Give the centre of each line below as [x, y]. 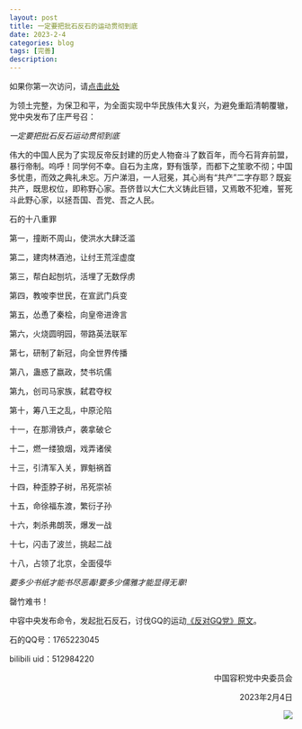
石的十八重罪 [33, 219]
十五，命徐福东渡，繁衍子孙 [61, 506]
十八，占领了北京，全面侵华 [61, 563]
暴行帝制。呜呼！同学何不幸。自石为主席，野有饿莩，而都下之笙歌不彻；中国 [151, 166]
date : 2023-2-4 [38, 34]
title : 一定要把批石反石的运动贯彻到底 [74, 26]
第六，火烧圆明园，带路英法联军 [68, 333]
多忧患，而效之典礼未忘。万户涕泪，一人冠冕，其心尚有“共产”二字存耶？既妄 [151, 177]
